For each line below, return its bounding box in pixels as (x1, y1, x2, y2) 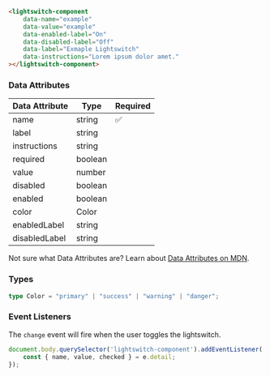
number (75, 167, 106, 178)
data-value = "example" (23, 23, 96, 31)
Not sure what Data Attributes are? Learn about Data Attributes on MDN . (8, 254, 250, 263)
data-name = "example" (23, 15, 92, 23)
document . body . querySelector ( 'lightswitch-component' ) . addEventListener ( (8, 345, 264, 353)
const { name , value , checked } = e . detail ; (23, 352, 176, 361)
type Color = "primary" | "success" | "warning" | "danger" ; (8, 292, 220, 300)
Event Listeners (8, 311, 71, 323)
